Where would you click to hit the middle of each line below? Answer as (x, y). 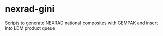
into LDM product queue (30, 28)
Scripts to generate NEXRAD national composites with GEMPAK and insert (81, 23)
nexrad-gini (30, 9)
